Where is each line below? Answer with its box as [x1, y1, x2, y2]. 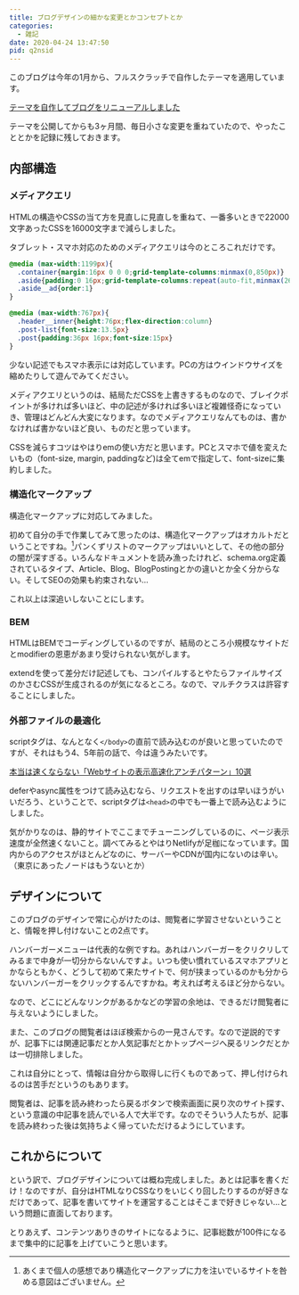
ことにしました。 [16, 689, 80, 700]
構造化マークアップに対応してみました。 [9, 510, 158, 521]
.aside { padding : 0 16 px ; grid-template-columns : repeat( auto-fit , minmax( [17, 276, 285, 285]
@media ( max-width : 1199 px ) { [9, 260, 114, 268]
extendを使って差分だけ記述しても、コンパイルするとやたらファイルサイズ [9, 667, 283, 678]
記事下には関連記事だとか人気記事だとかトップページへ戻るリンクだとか [24, 1037, 290, 1048]
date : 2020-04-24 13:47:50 [9, 37, 109, 47]
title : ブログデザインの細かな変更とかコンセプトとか [9, 12, 183, 22]
